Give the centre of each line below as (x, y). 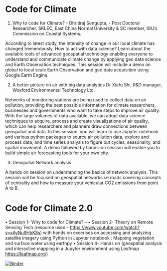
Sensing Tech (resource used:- (37, 227)
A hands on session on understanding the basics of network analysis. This (82, 172)
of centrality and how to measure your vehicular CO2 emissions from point (82, 183)
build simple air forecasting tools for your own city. (57, 153)
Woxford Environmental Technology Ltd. (54, 90)
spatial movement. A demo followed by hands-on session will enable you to (83, 147)
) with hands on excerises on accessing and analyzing (96, 233)
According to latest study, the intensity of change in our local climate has (80, 43)
